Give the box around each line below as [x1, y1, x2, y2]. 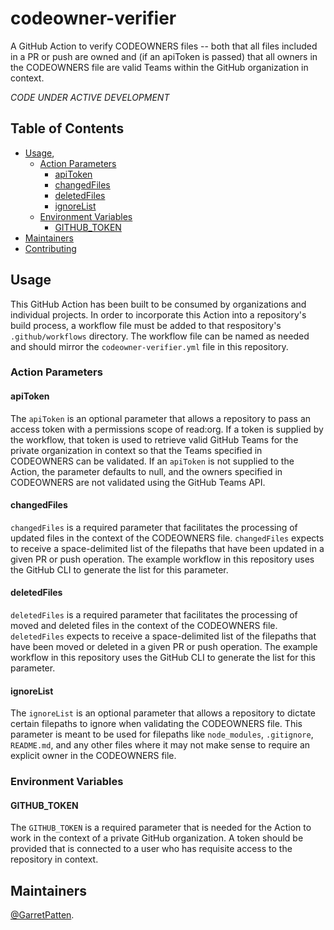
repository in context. [10, 853, 99, 866]
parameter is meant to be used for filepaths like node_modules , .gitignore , [10, 728, 314, 741]
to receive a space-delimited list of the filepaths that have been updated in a [10, 542, 325, 554]
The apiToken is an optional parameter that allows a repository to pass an [10, 412, 312, 424]
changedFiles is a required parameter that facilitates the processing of [10, 521, 298, 533]
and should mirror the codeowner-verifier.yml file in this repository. [10, 340, 289, 352]
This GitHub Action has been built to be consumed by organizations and [10, 298, 307, 310]
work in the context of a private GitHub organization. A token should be [10, 832, 304, 844]
